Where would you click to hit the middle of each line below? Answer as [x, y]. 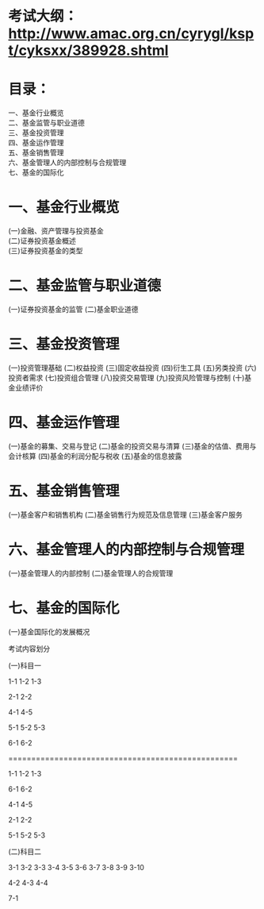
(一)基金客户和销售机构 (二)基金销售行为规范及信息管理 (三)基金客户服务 [126, 514]
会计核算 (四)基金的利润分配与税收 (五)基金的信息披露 [95, 456]
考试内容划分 [29, 649]
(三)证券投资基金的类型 [46, 251]
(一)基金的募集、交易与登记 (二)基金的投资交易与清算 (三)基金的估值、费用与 [132, 446]
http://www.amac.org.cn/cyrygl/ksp [131, 34]
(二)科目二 [25, 851]
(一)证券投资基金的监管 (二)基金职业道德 [73, 309]
